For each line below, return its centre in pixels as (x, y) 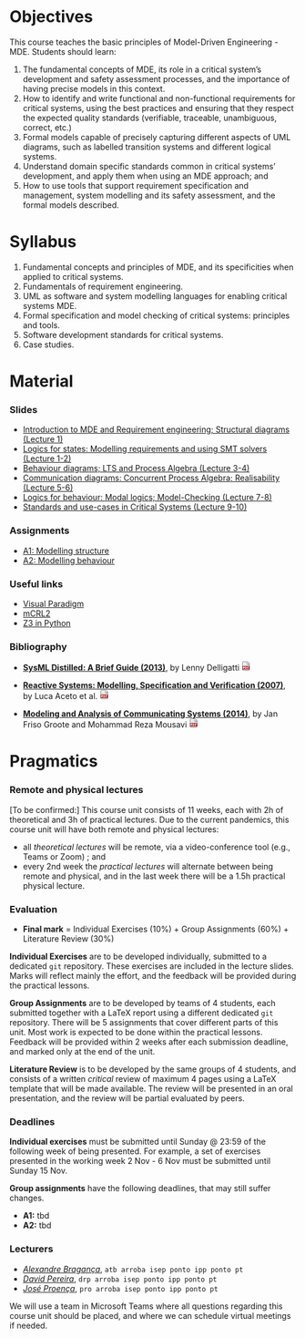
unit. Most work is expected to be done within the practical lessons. (136, 1033)
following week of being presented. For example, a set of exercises (135, 1151)
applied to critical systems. (73, 276)
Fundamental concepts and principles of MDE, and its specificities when (158, 267)
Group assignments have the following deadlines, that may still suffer (140, 1189)
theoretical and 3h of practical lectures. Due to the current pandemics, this (149, 819)
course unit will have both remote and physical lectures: (114, 829)
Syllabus (43, 242)
